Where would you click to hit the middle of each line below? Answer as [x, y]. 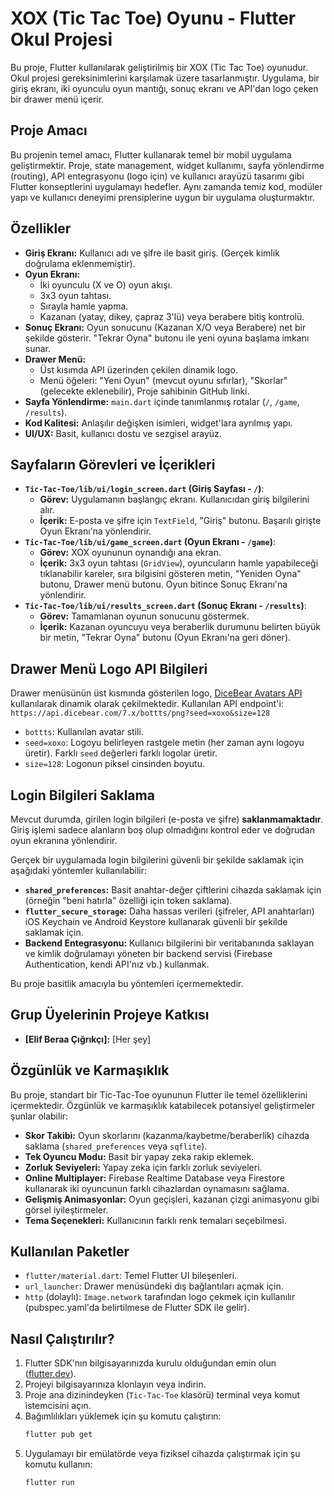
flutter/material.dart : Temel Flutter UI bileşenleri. [131, 1276]
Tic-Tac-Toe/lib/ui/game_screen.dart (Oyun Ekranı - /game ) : [150, 542]
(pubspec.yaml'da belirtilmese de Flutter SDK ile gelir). [137, 1308]
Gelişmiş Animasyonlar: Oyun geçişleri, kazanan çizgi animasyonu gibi [172, 1199]
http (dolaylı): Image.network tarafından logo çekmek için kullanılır [160, 1297]
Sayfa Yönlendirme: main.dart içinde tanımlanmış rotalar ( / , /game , [162, 401]
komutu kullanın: [58, 1464]
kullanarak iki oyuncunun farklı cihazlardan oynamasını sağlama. [157, 1188]
